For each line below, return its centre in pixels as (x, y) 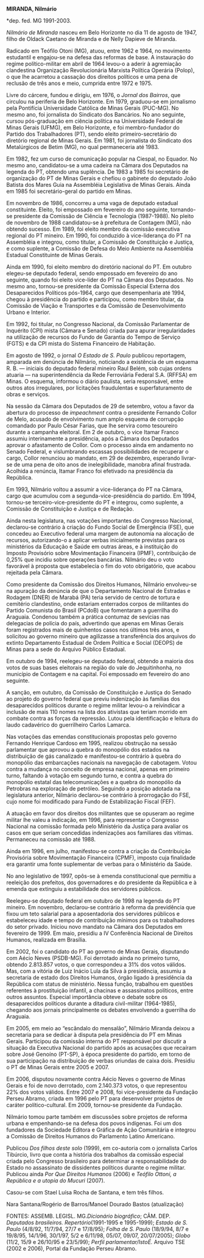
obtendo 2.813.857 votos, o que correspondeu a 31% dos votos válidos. (96, 965)
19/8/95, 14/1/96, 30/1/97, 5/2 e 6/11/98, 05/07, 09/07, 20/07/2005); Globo (98, 1235)
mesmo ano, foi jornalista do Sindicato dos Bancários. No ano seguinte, (96, 115)
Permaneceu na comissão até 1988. (51, 839)
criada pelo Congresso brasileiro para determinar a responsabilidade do (97, 1161)
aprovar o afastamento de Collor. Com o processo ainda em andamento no (100, 445)
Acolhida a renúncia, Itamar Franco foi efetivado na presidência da (90, 471)
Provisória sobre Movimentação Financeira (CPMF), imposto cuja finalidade (101, 858)
